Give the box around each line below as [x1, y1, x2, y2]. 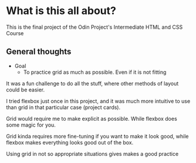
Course [6, 29, 24, 36]
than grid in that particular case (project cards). [6, 104, 121, 111]
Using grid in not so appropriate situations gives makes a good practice [6, 150, 179, 157]
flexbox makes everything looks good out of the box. [6, 139, 134, 146]
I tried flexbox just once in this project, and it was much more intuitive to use [6, 97, 191, 104]
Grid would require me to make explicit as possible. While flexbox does [6, 115, 177, 122]
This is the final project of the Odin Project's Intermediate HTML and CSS [6, 23, 183, 30]
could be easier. [6, 86, 45, 93]
